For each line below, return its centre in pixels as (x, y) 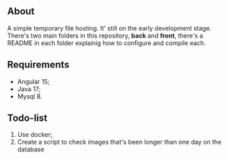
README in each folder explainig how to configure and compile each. (107, 43)
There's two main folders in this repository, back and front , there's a (105, 35)
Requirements (38, 65)
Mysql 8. (30, 96)
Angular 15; (33, 81)
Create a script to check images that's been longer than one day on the (119, 142)
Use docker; (35, 135)
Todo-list (27, 118)
